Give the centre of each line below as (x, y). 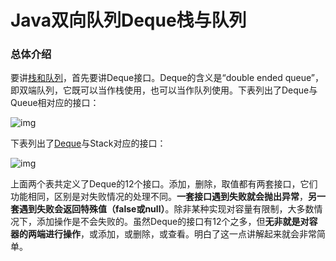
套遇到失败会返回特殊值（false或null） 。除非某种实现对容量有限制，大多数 (162, 209)
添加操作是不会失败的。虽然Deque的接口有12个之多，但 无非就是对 (173, 222)
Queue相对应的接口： (55, 103)
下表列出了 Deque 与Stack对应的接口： (88, 143)
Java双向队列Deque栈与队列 (128, 20)
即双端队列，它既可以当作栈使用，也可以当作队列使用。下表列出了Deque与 (164, 90)
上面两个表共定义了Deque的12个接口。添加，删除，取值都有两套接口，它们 (164, 184)
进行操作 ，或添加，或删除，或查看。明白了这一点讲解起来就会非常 (180, 234)
